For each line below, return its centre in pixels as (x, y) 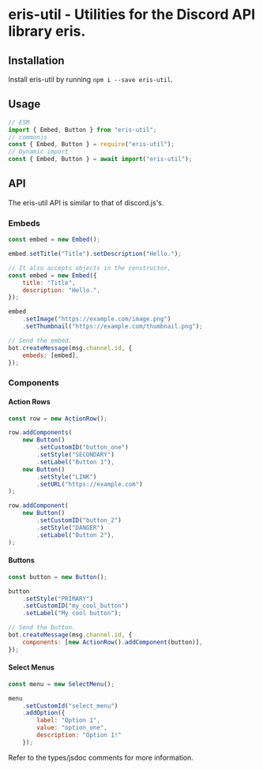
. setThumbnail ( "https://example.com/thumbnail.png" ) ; (113, 327)
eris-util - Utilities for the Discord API (131, 15)
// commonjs (28, 137)
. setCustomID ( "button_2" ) (79, 520)
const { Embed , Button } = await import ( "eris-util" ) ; (100, 160)
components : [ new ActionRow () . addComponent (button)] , (113, 642)
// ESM (19, 122)
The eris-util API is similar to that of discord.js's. (86, 202)
